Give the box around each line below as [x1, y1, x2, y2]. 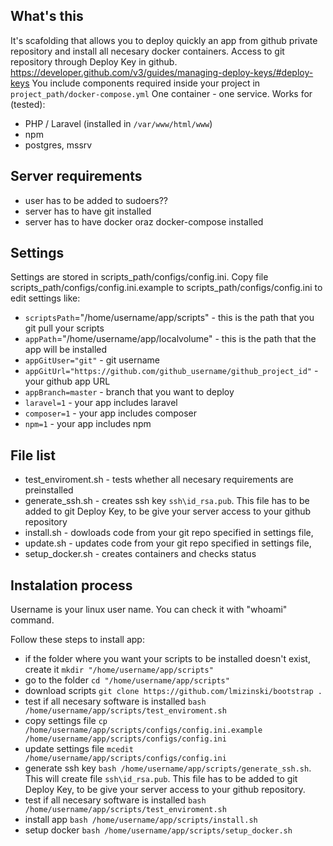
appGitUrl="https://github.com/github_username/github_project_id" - [24, 365, 319, 377]
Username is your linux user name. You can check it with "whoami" [10, 604, 288, 616]
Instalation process [10, 577, 133, 594]
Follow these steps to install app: [10, 634, 145, 646]
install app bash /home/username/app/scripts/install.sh [24, 814, 258, 826]
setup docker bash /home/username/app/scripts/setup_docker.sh [24, 824, 293, 836]
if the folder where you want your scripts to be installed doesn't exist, [24, 653, 311, 665]
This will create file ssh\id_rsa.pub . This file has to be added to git [24, 773, 298, 785]
